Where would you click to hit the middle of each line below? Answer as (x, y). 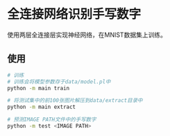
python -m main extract (42, 107)
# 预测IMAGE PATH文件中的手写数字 (52, 120)
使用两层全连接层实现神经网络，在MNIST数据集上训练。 (87, 35)
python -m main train (39, 88)
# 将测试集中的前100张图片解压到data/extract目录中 (75, 101)
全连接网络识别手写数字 (74, 14)
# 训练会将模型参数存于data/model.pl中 (59, 82)
